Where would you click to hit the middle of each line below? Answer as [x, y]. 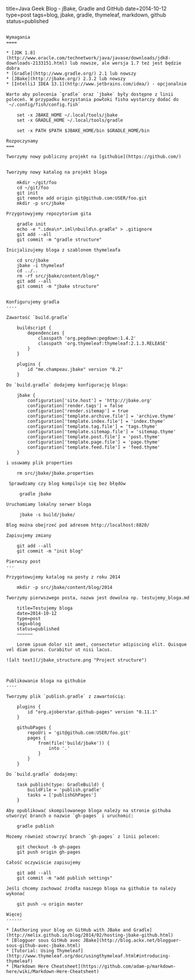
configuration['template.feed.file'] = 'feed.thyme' [94, 447]
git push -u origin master [50, 904]
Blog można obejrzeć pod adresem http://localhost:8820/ [78, 525]
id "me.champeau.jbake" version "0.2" [75, 370]
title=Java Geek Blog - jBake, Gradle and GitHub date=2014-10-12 [87, 9]
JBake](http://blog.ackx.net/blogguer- [132, 940]
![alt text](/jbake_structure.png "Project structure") [76, 660]
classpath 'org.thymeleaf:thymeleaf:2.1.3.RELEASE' [103, 343]
